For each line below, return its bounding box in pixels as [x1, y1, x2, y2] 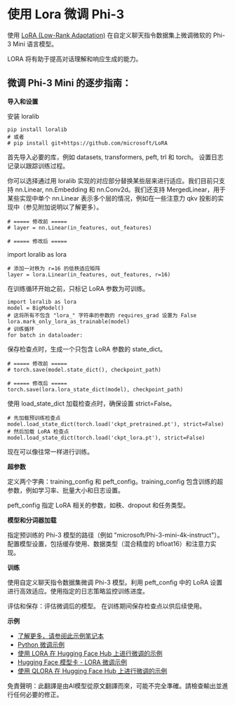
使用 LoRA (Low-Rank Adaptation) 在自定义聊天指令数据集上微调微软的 [7, 31, 212, 39]
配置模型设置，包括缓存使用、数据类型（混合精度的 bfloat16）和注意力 [7, 539, 210, 548]
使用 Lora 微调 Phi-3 [7, 6, 125, 22]
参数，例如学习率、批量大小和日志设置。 [7, 485, 124, 495]
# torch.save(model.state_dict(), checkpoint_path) [7, 366, 161, 373]
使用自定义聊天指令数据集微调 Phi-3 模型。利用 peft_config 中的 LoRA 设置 [7, 578, 223, 586]
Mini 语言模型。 [13, 39, 58, 48]
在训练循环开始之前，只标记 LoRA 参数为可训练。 [7, 284, 149, 293]
